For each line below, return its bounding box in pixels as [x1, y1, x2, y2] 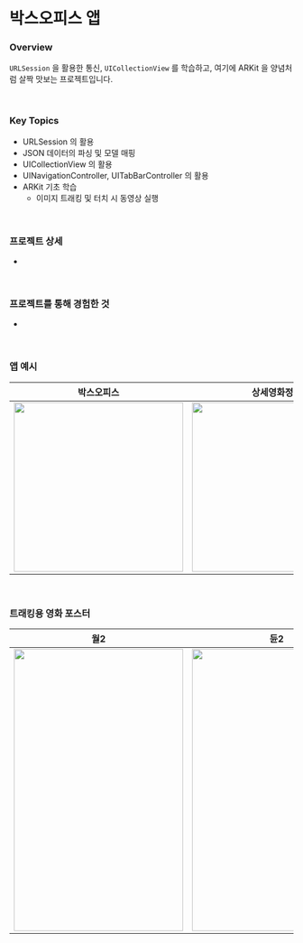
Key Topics [9, 115, 60, 127]
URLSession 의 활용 [22, 136, 95, 147]
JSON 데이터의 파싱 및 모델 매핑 [22, 147, 136, 158]
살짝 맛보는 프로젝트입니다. [18, 74, 114, 85]
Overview [9, 42, 53, 54]
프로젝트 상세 [9, 235, 63, 247]
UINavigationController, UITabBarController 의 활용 [22, 170, 209, 180]
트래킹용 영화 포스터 [9, 606, 91, 619]
